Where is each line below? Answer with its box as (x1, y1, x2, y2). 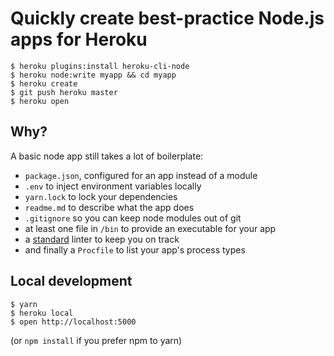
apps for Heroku (10, 28, 148, 51)
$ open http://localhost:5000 (10, 317, 137, 327)
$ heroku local (10, 308, 74, 318)
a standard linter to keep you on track (24, 233, 180, 245)
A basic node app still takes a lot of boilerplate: (10, 150, 204, 162)
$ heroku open (10, 96, 70, 106)
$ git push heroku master (10, 87, 118, 97)
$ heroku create (10, 78, 78, 89)
